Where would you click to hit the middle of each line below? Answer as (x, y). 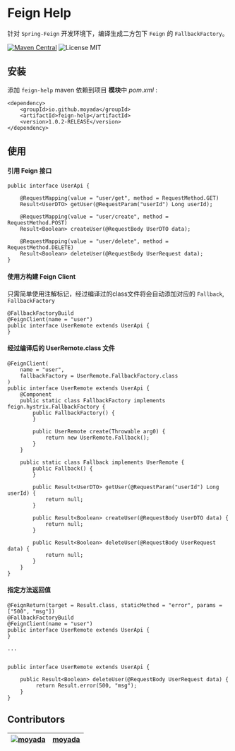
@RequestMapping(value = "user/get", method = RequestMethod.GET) (120, 198)
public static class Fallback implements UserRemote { (102, 462)
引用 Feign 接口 (30, 170)
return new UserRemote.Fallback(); (97, 438)
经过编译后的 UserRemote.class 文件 (61, 348)
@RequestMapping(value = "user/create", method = (95, 217)
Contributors (36, 720)
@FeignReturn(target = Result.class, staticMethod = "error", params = (115, 605)
